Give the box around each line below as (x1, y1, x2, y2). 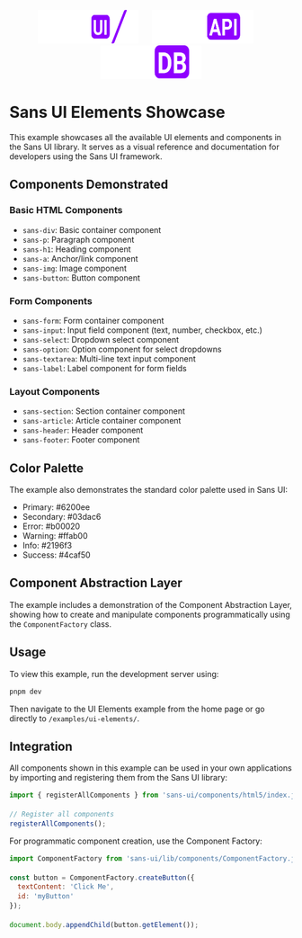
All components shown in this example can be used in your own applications (9, 763, 292, 773)
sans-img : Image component (22, 263, 128, 273)
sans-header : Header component (22, 424, 144, 436)
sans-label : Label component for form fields (22, 362, 187, 373)
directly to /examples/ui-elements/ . (9, 712, 140, 724)
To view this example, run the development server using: (9, 668, 219, 679)
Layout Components (9, 385, 101, 398)
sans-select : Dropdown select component (22, 334, 180, 344)
